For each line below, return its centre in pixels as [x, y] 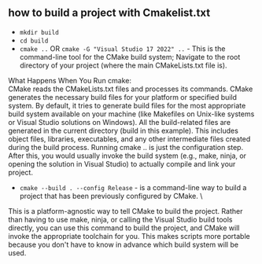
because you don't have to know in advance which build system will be [123, 244]
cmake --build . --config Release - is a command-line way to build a [133, 187]
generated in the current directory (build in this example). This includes [123, 130]
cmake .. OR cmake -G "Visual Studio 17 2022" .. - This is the [122, 48]
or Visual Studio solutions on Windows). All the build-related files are [119, 122]
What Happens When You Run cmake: [70, 80]
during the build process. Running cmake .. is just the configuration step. [126, 147]
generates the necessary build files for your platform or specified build [123, 97]
